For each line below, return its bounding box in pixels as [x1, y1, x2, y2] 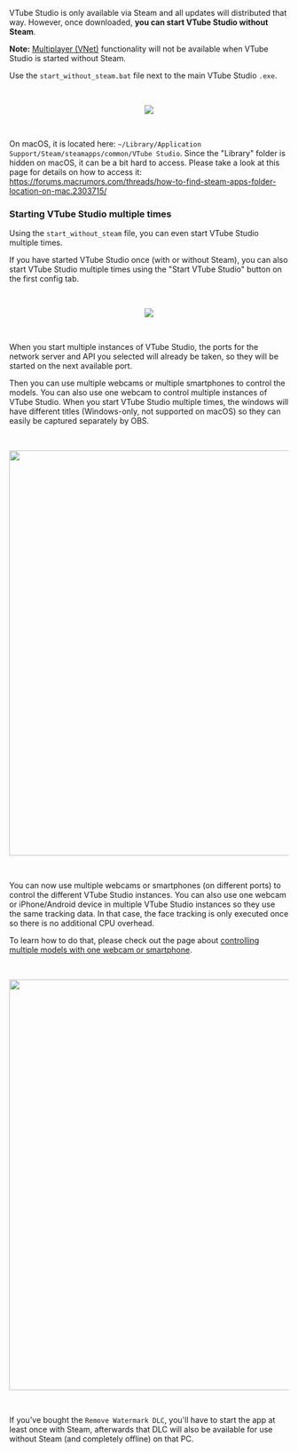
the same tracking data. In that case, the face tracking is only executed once [9, 909, 289, 919]
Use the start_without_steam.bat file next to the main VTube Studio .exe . [9, 70, 278, 81]
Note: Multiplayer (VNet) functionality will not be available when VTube [9, 44, 269, 54]
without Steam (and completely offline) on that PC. [9, 1433, 194, 1444]
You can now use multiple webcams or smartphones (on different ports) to [9, 880, 281, 891]
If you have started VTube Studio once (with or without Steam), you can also [9, 255, 288, 266]
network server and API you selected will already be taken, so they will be [9, 351, 279, 362]
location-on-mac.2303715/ [9, 186, 107, 196]
